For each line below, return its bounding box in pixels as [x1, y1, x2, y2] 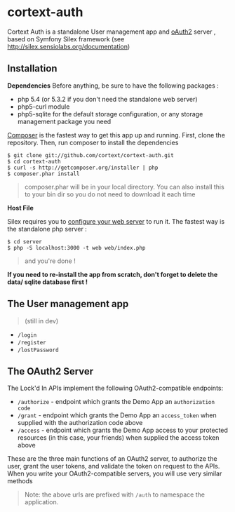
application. [24, 498, 59, 506]
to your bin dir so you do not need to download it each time [24, 190, 196, 198]
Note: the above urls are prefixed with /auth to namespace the [24, 490, 206, 499]
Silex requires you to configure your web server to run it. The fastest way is [7, 217, 225, 225]
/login [17, 331, 37, 339]
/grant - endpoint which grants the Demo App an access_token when [17, 411, 217, 419]
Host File [7, 203, 34, 212]
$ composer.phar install [7, 170, 80, 177]
